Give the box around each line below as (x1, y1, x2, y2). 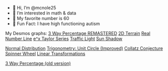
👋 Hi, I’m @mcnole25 (12, 5, 57, 10)
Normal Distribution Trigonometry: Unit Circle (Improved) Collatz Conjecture (5, 45, 163, 51)
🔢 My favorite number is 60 (12, 15, 70, 21)
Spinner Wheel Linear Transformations (5, 50, 86, 56)
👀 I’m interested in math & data (12, 10, 77, 16)
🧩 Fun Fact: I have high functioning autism (12, 20, 100, 26)
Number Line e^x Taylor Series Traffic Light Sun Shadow (5, 35, 123, 41)
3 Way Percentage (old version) (5, 60, 71, 66)
